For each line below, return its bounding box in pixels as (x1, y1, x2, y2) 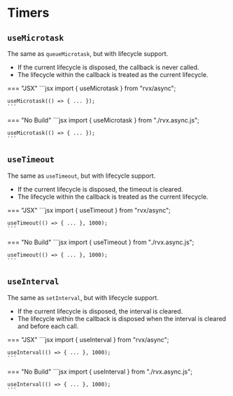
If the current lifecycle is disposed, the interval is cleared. (17, 306, 183, 316)
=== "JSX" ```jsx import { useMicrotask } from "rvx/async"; (7, 84, 176, 92)
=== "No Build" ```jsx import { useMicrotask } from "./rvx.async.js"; (7, 116, 199, 124)
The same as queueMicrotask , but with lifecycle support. (7, 50, 169, 57)
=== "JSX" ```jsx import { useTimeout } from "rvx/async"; (7, 206, 171, 214)
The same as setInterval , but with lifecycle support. (7, 293, 159, 302)
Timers (7, 5, 50, 21)
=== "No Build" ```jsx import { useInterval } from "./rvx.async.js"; (7, 367, 192, 376)
